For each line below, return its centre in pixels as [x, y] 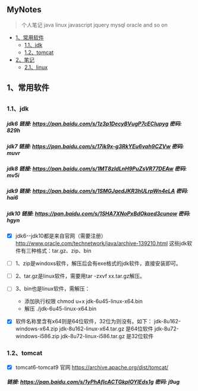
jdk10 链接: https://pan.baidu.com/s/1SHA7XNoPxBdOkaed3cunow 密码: [99, 213]
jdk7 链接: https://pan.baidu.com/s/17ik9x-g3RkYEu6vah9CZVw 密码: [95, 146]
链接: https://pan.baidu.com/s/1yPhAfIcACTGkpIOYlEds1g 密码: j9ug [93, 382]
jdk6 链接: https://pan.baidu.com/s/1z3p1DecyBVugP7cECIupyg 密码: [94, 124]
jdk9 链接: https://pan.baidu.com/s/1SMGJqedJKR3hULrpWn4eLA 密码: [98, 191]
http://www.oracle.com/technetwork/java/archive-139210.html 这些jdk [101, 244]
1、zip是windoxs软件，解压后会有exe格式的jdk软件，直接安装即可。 [98, 263]
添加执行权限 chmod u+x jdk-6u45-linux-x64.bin [84, 301]
